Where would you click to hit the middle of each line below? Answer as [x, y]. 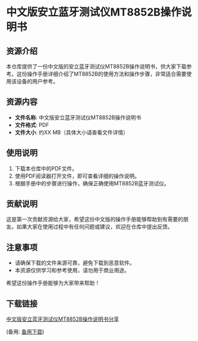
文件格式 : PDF [32, 125]
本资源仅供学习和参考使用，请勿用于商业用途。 [72, 270]
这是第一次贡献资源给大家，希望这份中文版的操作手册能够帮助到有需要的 [95, 219]
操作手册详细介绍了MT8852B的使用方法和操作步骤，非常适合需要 [107, 74]
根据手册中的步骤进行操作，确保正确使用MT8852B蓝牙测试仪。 [92, 183]
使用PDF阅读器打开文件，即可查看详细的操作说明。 [77, 176]
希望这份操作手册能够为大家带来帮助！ [53, 283]
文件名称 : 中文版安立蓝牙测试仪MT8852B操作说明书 [78, 117]
